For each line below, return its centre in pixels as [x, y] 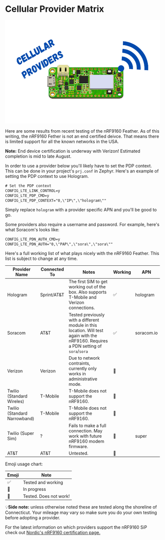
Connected [53, 269]
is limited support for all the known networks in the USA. [62, 142]
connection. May [85, 430]
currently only [83, 368]
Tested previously [86, 314]
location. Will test [86, 330]
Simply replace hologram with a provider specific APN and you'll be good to [81, 209]
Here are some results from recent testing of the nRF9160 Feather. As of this [82, 131]
